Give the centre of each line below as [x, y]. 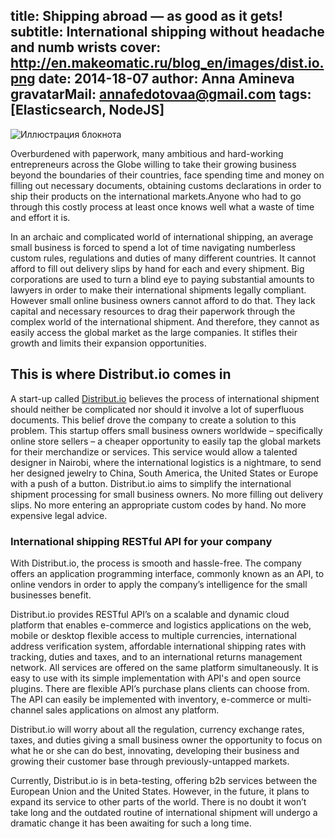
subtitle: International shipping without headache [167, 32]
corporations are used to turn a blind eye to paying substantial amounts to [162, 279]
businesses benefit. [51, 595]
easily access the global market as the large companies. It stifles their [154, 332]
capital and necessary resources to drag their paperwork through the [153, 311]
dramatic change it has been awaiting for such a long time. [131, 823]
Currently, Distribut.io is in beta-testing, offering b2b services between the [164, 780]
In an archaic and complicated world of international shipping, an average [162, 236]
